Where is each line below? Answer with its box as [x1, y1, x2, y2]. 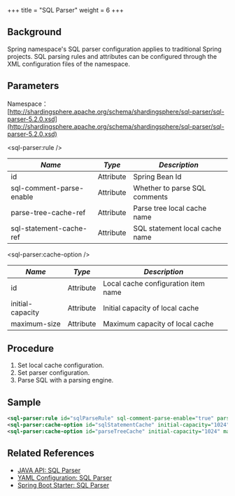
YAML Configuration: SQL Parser [17, 473, 112, 482]
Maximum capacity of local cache [102, 319, 214, 329]
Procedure [7, 343, 55, 354]
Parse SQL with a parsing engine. [17, 376, 114, 385]
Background [7, 26, 62, 38]
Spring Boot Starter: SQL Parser [17, 481, 110, 489]
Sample [7, 396, 41, 408]
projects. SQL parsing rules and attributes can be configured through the [7, 52, 218, 60]
